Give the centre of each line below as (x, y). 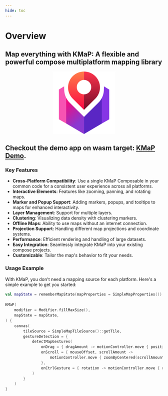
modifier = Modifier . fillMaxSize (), (52, 310)
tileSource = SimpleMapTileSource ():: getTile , (72, 331)
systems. (22, 234)
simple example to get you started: (41, 284)
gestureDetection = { (46, 336)
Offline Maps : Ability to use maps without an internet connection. (80, 223)
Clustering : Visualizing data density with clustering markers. (75, 218)
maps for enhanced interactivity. (46, 207)
